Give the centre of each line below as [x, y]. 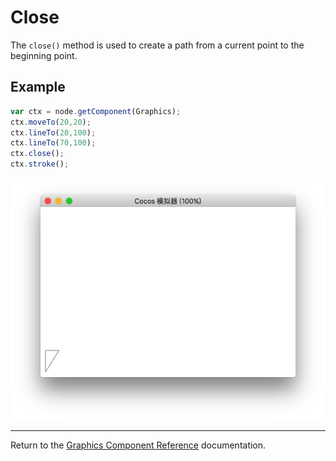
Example [38, 87]
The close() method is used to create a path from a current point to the [157, 45]
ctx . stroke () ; [40, 164]
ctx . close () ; [37, 154]
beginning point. [44, 55]
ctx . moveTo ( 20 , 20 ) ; [51, 122]
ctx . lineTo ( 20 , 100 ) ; [53, 132]
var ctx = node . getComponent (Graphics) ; [96, 111]
